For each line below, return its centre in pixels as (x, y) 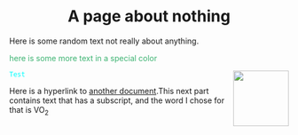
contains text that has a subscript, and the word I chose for (117, 100)
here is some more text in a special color (83, 58)
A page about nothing (149, 16)
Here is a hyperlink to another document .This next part (109, 91)
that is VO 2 (29, 111)
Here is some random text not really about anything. (104, 41)
